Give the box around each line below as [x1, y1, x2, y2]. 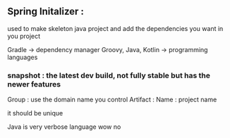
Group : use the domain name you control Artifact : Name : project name [7, 95, 217, 104]
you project [7, 32, 41, 40]
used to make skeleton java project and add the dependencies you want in [7, 24, 224, 32]
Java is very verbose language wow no [7, 123, 121, 131]
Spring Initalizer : [7, 6, 85, 18]
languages [7, 53, 38, 61]
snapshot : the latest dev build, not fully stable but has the [7, 70, 210, 80]
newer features [7, 79, 61, 89]
